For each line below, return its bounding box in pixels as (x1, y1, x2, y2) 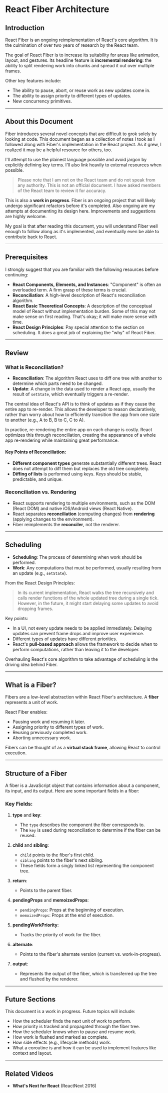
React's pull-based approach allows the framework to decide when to (12, 641, 158, 647)
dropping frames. (17, 606, 53, 612)
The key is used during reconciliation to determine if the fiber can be (19, 827, 161, 833)
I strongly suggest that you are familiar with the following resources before (5, 266, 159, 272)
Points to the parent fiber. (19, 887, 72, 893)
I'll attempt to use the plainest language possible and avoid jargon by (5, 156, 147, 162)
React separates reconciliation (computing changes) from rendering (12, 511, 155, 517)
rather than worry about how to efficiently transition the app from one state (5, 412, 160, 418)
